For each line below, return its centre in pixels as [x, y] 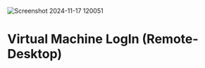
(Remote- [170, 39]
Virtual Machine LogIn [73, 39]
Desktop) [35, 54]
